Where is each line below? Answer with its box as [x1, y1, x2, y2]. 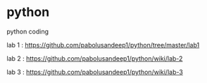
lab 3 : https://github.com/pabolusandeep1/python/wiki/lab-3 [6, 68, 184, 76]
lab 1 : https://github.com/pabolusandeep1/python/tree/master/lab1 [6, 40, 200, 49]
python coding [6, 27, 49, 36]
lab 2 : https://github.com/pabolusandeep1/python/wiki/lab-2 [6, 54, 183, 63]
